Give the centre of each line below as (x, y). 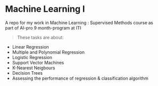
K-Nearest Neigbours (34, 68)
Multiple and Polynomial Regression (48, 52)
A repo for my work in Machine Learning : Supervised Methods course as (79, 23)
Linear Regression (30, 47)
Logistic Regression (32, 57)
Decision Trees (27, 73)
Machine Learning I (45, 9)
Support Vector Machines (38, 62)
